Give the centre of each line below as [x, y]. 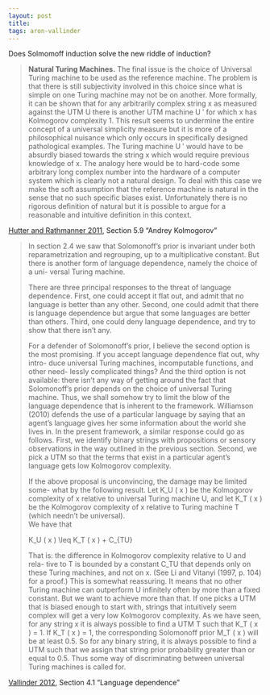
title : [19, 23]
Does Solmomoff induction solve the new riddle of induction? [110, 54]
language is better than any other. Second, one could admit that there [143, 305]
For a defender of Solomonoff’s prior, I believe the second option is [139, 346]
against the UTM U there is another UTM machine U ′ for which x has [143, 112]
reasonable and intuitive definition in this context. [110, 215]
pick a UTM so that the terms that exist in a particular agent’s [129, 457]
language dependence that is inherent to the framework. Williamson [141, 406]
